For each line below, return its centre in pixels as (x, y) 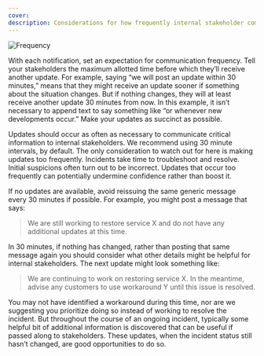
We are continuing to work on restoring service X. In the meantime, (136, 278)
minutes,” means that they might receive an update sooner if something (124, 85)
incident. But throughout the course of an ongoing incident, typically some (128, 318)
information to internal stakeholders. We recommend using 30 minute (121, 142)
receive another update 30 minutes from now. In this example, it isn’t (119, 102)
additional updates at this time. (77, 231)
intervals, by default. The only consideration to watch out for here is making (131, 151)
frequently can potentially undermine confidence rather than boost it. (120, 176)
